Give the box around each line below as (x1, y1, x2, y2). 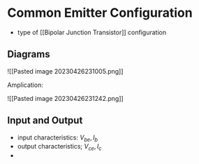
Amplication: (7, 81, 43, 89)
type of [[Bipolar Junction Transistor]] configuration (17, 28, 166, 36)
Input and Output (7, 114, 83, 127)
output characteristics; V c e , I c (17, 142, 102, 152)
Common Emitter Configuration (7, 5, 193, 21)
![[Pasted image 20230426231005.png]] (7, 67, 124, 75)
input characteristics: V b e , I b (17, 133, 98, 143)
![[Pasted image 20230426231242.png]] (7, 94, 124, 102)
